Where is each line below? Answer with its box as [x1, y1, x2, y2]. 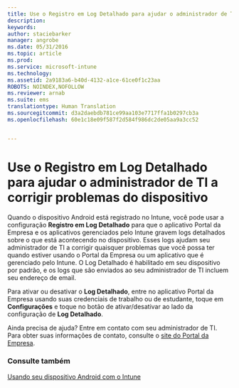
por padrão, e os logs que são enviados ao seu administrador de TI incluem [7, 266, 229, 274]
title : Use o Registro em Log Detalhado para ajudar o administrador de [7, 10, 228, 18]
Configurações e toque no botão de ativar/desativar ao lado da [7, 302, 193, 311]
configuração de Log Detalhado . [7, 310, 103, 318]
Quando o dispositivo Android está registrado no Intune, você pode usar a [7, 212, 224, 221]
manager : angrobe [7, 37, 59, 44]
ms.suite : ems [7, 97, 50, 104]
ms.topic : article [7, 50, 62, 58]
